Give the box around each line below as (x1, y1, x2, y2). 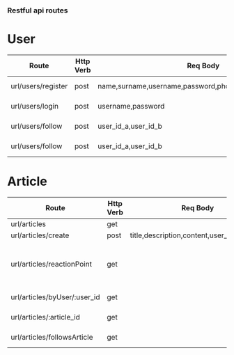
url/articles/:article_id (10, 312, 80, 322)
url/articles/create (10, 230, 70, 240)
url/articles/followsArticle (10, 332, 93, 342)
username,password (97, 101, 165, 111)
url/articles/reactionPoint (10, 259, 93, 269)
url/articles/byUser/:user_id (10, 292, 100, 301)
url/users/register (10, 81, 68, 90)
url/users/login (10, 101, 59, 111)
